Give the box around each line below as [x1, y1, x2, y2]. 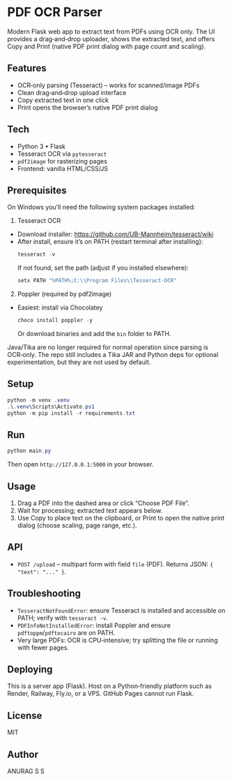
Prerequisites [7, 184, 67, 196]
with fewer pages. [17, 643, 70, 652]
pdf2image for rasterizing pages [17, 156, 108, 165]
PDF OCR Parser [7, 4, 102, 20]
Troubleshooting [7, 587, 82, 599]
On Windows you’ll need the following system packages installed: [7, 203, 196, 212]
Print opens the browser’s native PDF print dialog [17, 103, 158, 112]
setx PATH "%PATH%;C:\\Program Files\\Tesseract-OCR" [17, 277, 177, 284]
